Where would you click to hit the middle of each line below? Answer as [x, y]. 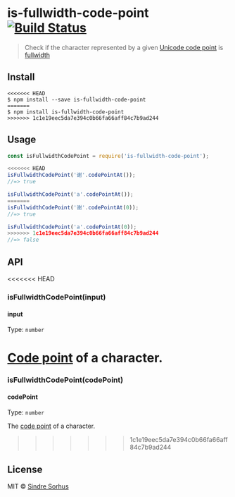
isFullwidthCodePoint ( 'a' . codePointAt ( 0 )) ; [72, 227]
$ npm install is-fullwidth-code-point [66, 112]
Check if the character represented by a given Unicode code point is [124, 47]
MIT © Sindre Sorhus [38, 486]
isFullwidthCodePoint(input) [57, 297]
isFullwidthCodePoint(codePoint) [65, 380]
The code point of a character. [51, 426]
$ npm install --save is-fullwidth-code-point [77, 99]
